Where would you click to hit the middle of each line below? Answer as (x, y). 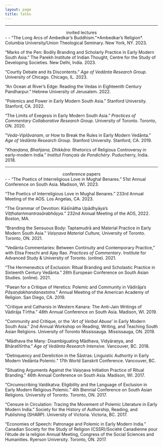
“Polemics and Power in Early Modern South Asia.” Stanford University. (76, 101)
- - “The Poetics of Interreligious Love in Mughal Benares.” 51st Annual (75, 179)
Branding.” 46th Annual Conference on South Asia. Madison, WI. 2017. (75, 375)
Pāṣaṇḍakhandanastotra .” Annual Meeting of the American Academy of (77, 292)
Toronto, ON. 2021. (24, 238)
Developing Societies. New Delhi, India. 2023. (50, 62)
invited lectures (81, 32)
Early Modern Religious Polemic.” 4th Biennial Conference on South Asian (79, 390)
